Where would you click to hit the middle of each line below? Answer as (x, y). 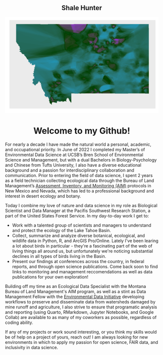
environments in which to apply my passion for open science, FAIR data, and (81, 342)
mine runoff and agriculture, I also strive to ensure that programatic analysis (81, 307)
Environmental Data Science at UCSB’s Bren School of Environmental (74, 155)
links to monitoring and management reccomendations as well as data (82, 271)
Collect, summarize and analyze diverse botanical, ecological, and (78, 235)
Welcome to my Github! (82, 131)
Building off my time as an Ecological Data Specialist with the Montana (76, 286)
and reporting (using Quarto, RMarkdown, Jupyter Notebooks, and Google (80, 312)
